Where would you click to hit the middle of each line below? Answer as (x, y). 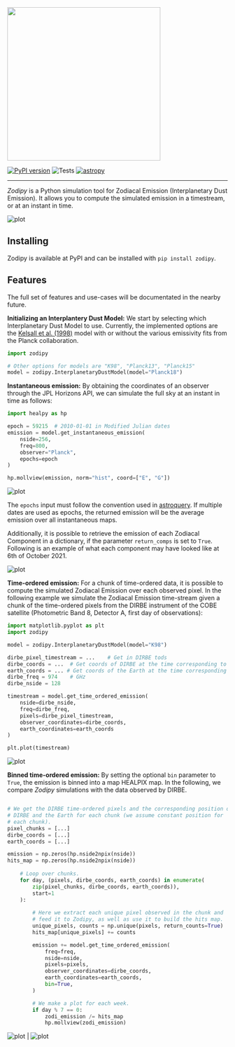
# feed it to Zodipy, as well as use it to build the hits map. (128, 919)
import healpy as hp (37, 414)
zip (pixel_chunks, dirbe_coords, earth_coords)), (106, 886)
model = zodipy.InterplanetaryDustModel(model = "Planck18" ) (95, 372)
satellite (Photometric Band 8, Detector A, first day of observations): (105, 613)
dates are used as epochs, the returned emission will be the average (106, 513)
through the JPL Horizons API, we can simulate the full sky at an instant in (114, 393)
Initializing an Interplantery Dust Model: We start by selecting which (107, 318)
